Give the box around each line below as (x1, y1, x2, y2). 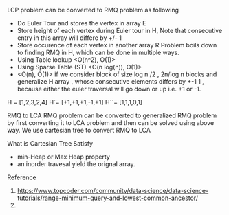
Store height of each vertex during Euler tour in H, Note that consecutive (17, 27, 223, 34)
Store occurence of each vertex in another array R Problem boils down (17, 41, 217, 49)
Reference (7, 173, 36, 181)
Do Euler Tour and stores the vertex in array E (17, 19, 146, 27)
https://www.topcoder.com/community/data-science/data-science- (17, 187, 209, 194)
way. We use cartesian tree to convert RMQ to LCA (7, 126, 151, 134)
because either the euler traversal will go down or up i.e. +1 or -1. (17, 85, 201, 93)
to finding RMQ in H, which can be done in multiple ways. (17, 48, 180, 56)
